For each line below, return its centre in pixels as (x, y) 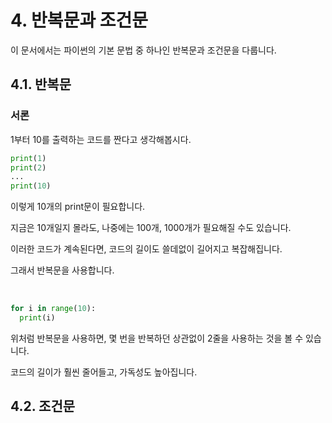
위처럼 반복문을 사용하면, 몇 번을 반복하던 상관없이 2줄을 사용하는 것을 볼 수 (157, 338)
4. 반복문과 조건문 (79, 20)
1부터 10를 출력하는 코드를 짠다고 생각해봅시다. (101, 139)
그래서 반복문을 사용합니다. (62, 270)
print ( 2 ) (28, 167)
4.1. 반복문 (41, 84)
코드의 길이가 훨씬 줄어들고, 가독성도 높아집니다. (104, 372)
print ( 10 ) (31, 186)
